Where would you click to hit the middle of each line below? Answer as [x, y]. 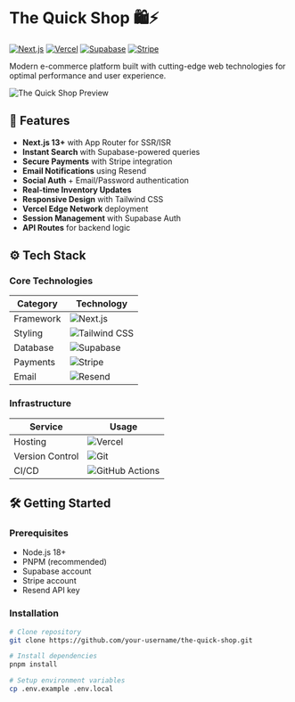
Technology [101, 304]
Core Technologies [51, 281]
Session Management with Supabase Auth [101, 218]
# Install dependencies [53, 657]
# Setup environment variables [67, 681]
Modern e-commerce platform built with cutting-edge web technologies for [147, 66]
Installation [34, 614]
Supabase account [57, 571]
